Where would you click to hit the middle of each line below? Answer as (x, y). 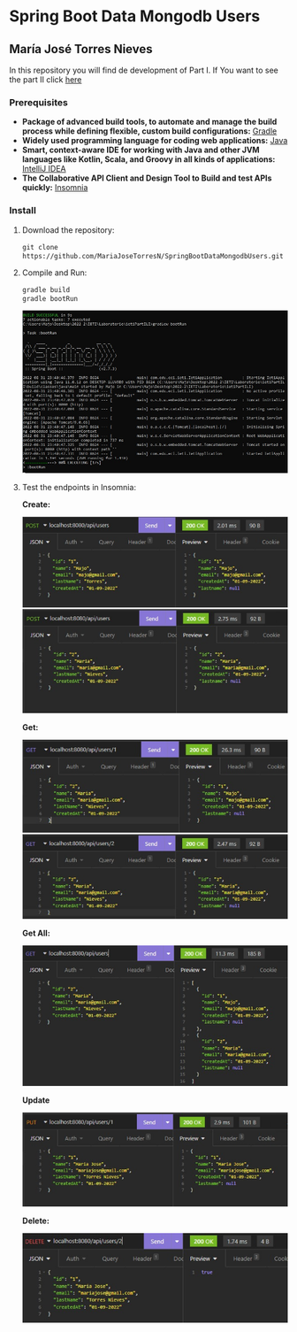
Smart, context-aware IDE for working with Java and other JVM (141, 150)
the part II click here (46, 80)
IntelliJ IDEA (44, 169)
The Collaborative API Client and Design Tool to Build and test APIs (147, 178)
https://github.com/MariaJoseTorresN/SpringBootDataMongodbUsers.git (153, 256)
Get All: (36, 933)
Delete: (36, 1221)
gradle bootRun (50, 298)
